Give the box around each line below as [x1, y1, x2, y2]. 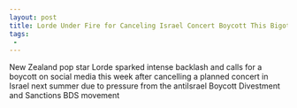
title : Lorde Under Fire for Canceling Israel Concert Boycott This [9, 21, 267, 30]
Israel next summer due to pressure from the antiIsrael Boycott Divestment [9, 81, 281, 91]
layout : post [9, 12, 57, 22]
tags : [9, 29, 29, 38]
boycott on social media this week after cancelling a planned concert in [9, 72, 269, 82]
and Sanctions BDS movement [9, 90, 120, 101]
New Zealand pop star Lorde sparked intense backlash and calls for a [9, 62, 263, 73]
